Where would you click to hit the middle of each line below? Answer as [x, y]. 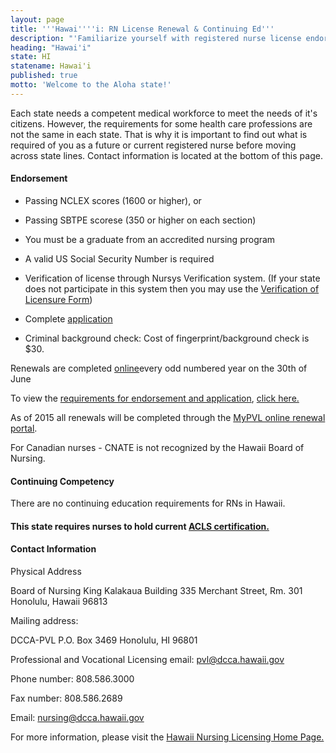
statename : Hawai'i [51, 66]
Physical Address [46, 571]
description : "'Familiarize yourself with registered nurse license [156, 38]
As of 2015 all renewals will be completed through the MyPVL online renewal [168, 417]
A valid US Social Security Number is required [119, 258]
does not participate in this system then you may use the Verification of [172, 288]
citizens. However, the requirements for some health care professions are [161, 123]
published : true [44, 76]
